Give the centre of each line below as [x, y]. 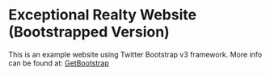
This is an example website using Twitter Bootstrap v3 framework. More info [135, 54]
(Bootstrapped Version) [89, 32]
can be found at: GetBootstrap [59, 63]
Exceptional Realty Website [102, 15]
